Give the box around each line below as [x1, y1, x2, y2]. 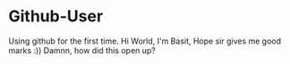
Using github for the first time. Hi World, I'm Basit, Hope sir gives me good [8, 36, 282, 46]
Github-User [8, 6, 104, 27]
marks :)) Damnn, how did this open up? [8, 44, 156, 55]
